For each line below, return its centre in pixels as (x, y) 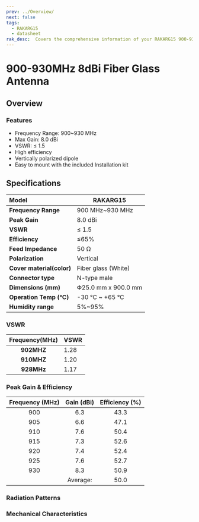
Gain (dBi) (80, 402)
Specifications (33, 183)
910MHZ (33, 359)
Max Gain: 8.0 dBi (36, 139)
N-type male (95, 278)
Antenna (28, 81)
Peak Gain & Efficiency (39, 387)
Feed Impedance (33, 249)
